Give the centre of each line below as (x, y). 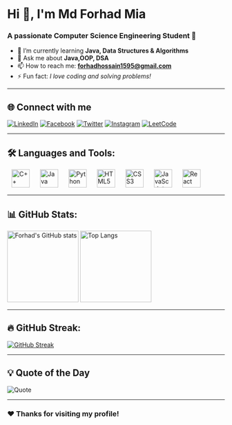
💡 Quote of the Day (49, 373)
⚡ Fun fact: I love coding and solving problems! (84, 76)
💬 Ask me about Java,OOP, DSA (63, 58)
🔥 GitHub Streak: (44, 328)
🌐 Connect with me (49, 107)
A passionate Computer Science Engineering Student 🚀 (102, 36)
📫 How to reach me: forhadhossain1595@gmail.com (94, 66)
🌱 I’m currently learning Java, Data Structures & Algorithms (103, 51)
